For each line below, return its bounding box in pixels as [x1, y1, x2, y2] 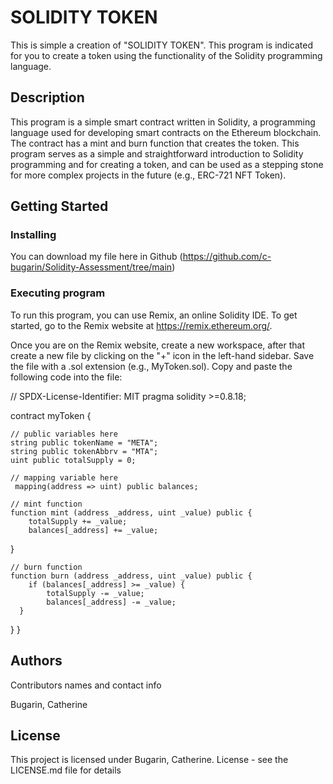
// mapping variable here [10, 472, 118, 483]
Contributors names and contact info [10, 679, 162, 691]
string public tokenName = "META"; [10, 437, 159, 448]
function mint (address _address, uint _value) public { [10, 507, 253, 518]
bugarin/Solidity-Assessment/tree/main [10, 261, 173, 273]
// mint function [10, 499, 83, 509]
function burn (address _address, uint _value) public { [10, 571, 253, 581]
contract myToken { [10, 409, 92, 421]
